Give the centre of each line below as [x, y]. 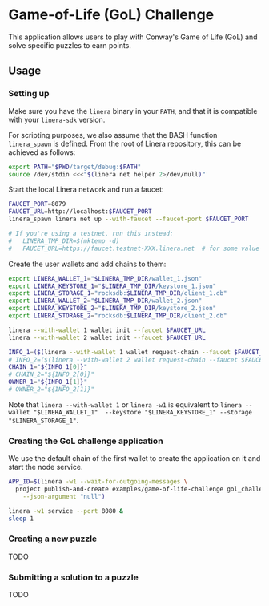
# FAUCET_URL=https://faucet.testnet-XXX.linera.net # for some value [134, 248]
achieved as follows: [42, 152]
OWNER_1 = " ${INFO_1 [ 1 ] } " [48, 382]
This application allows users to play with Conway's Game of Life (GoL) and [133, 37]
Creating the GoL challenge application [86, 441]
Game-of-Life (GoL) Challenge [111, 15]
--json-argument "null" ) [64, 496]
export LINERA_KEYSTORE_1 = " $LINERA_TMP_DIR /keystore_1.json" [112, 286]
